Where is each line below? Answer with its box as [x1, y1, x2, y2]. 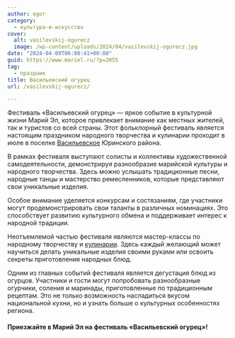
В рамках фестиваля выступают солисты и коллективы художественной [7, 152, 227, 161]
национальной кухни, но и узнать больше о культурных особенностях [7, 299, 220, 308]
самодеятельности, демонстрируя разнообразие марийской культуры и [7, 160, 228, 169]
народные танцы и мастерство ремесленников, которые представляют [7, 175, 224, 184]
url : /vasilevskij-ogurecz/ [7, 83, 91, 90]
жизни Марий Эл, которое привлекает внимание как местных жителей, [7, 116, 225, 125]
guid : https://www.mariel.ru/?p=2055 [7, 57, 119, 64]
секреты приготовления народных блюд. [7, 255, 132, 264]
